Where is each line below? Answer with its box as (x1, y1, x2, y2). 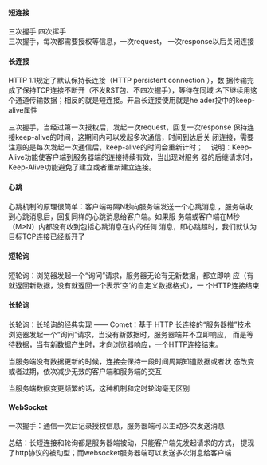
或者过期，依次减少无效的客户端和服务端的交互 (8, 367, 162, 376)
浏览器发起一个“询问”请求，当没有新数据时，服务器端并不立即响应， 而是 (8, 330, 247, 340)
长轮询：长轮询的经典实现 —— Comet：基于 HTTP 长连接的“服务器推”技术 (8, 320, 252, 329)
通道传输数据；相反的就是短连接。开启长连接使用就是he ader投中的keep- (14, 96, 255, 105)
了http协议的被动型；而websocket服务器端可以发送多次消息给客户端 (8, 448, 232, 458)
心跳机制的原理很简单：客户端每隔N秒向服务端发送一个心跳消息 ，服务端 (8, 201, 246, 211)
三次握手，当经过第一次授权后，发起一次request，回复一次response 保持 (8, 122, 248, 132)
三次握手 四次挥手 (8, 26, 66, 36)
